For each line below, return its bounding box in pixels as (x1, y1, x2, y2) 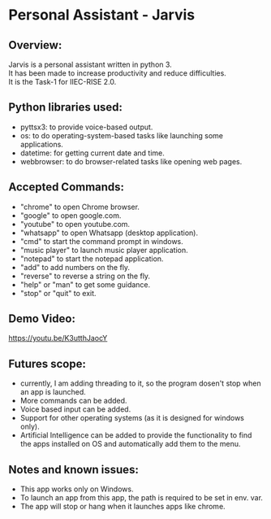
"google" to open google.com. (19, 210, 122, 220)
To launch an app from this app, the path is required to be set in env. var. (19, 493, 264, 503)
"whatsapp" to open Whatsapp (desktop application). (19, 228, 199, 238)
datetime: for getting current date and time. (19, 148, 165, 158)
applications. (19, 139, 63, 149)
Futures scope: (8, 356, 87, 371)
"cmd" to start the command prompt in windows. (19, 236, 184, 246)
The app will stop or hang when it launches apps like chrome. (19, 502, 226, 512)
